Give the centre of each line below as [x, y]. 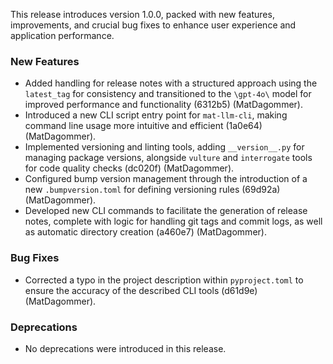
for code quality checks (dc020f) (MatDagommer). [129, 168]
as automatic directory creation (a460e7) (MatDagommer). [145, 232]
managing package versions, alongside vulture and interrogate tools [168, 158]
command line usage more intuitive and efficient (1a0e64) [143, 126]
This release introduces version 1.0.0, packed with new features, [142, 14]
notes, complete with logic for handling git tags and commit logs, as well [173, 221]
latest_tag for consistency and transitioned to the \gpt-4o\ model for [168, 94]
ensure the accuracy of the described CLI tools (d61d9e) [141, 290]
